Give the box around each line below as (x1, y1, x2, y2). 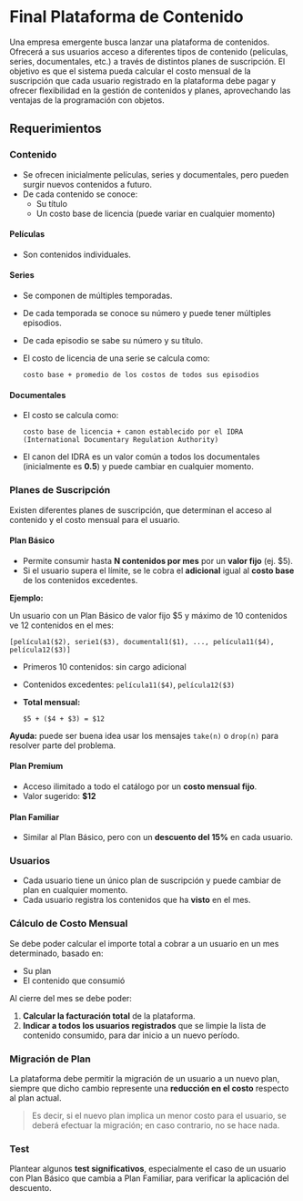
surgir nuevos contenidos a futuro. (22, 179, 153, 190)
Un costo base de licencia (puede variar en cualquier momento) (35, 208, 276, 219)
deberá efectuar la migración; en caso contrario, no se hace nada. (31, 1120, 280, 1131)
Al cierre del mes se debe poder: (9, 992, 132, 1003)
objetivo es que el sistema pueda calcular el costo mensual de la (9, 66, 252, 77)
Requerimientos (9, 121, 102, 137)
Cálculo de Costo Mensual (9, 918, 128, 930)
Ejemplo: (9, 592, 44, 603)
